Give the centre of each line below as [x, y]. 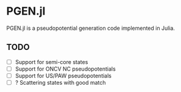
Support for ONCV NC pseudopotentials [65, 69]
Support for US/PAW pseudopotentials [63, 76]
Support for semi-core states [51, 62]
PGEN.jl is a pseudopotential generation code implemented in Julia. [91, 28]
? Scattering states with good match [60, 82]
